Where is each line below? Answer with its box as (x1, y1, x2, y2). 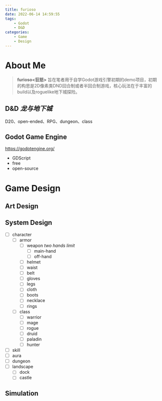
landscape (12, 364, 33, 370)
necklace (26, 298, 45, 303)
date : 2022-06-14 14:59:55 (5, 12, 60, 17)
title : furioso (5, 7, 36, 12)
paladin (26, 336, 42, 342)
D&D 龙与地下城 (5, 104, 53, 113)
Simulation (5, 389, 39, 398)
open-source (12, 165, 39, 171)
